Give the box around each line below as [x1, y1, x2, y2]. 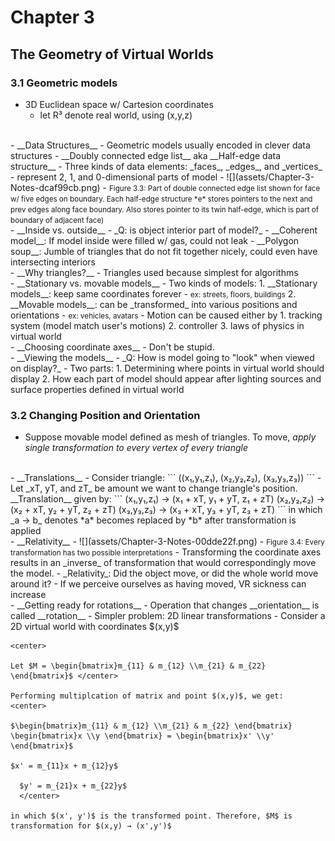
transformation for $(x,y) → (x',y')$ [10, 821, 172, 831]
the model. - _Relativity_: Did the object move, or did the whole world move [10, 567, 319, 580]
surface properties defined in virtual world [10, 383, 185, 395]
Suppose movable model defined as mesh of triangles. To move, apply [24, 431, 317, 443]
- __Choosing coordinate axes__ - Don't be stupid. [10, 341, 215, 353]
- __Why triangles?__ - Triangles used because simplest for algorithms [10, 266, 299, 278]
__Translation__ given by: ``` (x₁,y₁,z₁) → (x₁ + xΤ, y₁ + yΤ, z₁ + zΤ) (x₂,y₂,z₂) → [10, 493, 326, 505]
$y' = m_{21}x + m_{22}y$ [19, 781, 128, 791]
